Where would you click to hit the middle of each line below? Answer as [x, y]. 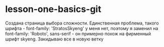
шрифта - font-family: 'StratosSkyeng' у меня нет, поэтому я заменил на [82, 28]
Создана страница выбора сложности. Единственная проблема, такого [82, 23]
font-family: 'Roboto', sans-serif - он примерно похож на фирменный [78, 33]
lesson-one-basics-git [53, 9]
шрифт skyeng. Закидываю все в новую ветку [54, 39]
